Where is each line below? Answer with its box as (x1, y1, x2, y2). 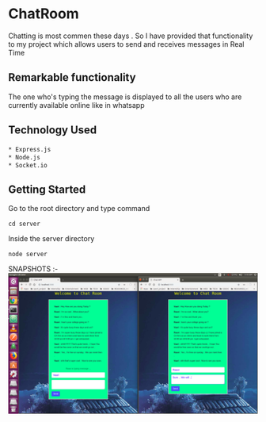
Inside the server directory (8, 234, 95, 244)
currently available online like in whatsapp (8, 100, 145, 109)
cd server (8, 220, 41, 228)
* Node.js (8, 153, 41, 161)
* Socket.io (8, 161, 47, 169)
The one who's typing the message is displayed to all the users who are (8, 92, 242, 102)
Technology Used (8, 124, 97, 137)
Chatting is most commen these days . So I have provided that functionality (8, 31, 253, 40)
